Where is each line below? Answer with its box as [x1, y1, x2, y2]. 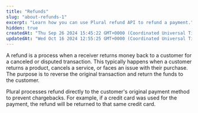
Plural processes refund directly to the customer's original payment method [6, 88, 190, 95]
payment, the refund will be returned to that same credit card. [6, 101, 156, 107]
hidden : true [6, 25, 38, 31]
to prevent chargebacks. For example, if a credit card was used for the [6, 94, 177, 101]
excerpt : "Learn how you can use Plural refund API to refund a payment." [6, 19, 194, 25]
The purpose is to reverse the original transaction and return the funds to [6, 71, 184, 77]
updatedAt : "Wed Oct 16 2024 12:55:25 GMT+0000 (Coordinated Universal [6, 36, 186, 42]
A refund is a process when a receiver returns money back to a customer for [6, 52, 192, 59]
